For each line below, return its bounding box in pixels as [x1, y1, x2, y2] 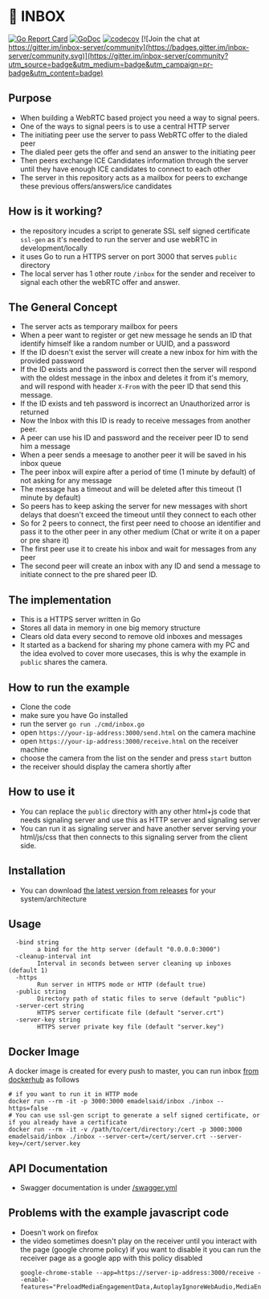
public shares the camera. [19, 658, 108, 667]
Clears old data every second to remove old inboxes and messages [19, 632, 243, 641]
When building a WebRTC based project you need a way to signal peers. [19, 113, 259, 122]
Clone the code [19, 702, 71, 711]
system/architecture [19, 893, 87, 904]
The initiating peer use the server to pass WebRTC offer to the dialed [19, 130, 248, 139]
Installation [8, 864, 66, 878]
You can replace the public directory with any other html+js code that [19, 806, 251, 816]
